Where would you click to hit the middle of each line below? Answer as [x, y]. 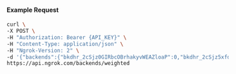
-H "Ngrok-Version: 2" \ [43, 50]
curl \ [16, 24]
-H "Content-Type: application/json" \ [65, 44]
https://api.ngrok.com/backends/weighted [68, 64]
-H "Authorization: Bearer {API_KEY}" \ [67, 37]
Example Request [33, 10]
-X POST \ [21, 31]
